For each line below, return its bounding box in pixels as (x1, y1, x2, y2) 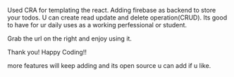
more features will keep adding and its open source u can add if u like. (7, 62, 211, 69)
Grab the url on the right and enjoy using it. (7, 34, 133, 43)
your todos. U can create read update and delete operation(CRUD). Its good (7, 13, 228, 22)
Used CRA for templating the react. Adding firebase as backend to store (7, 6, 216, 14)
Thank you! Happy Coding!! (7, 48, 87, 56)
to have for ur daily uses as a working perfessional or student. (7, 21, 187, 29)
